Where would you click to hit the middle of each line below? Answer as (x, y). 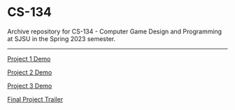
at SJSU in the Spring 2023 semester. (62, 38)
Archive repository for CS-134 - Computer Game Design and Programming (115, 31)
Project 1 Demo (29, 58)
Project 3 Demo (30, 86)
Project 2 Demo (30, 72)
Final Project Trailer (35, 99)
